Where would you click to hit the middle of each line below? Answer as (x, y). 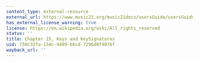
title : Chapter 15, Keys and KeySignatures (61, 39)
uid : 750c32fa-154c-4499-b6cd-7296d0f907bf (61, 45)
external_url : (24, 17)
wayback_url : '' (26, 50)
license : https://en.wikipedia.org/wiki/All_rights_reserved (83, 28)
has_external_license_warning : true (51, 22)
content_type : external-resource (47, 12)
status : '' (20, 34)
